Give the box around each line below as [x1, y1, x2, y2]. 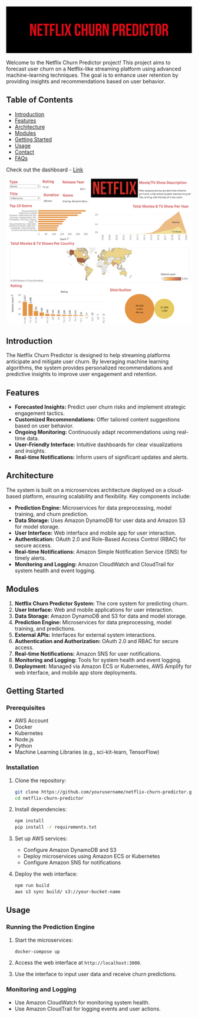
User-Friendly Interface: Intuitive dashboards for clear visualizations [14, 441, 183, 448]
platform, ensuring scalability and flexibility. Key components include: [22, 492, 191, 500]
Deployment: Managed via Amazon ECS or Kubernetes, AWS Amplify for [14, 663, 192, 670]
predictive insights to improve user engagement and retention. [6, 371, 157, 378]
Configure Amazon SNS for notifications [23, 859, 121, 866]
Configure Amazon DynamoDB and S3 [23, 847, 117, 854]
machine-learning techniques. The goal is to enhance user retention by [6, 72, 179, 79]
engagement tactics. [14, 410, 65, 417]
